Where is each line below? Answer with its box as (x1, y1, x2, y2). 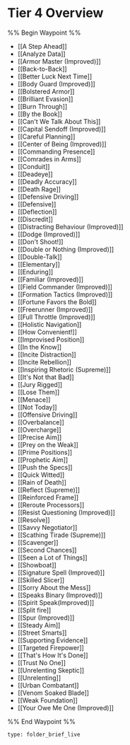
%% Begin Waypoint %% (7, 28, 81, 37)
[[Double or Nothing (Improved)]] (17, 245, 114, 253)
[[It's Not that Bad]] (17, 373, 74, 381)
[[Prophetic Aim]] (17, 455, 69, 464)
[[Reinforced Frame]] (17, 493, 79, 502)
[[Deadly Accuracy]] (17, 177, 77, 185)
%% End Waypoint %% (7, 717, 76, 726)
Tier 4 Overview (7, 5, 104, 21)
